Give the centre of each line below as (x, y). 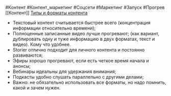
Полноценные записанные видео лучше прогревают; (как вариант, (86, 33)
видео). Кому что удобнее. (42, 44)
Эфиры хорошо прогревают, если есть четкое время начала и (81, 61)
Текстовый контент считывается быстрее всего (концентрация (81, 23)
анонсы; (22, 66)
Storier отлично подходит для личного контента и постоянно (79, 50)
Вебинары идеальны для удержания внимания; (64, 71)
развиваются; (28, 55)
